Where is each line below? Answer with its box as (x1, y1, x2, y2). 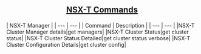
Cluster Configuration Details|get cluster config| (6, 41, 126, 49)
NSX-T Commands (66, 5, 138, 15)
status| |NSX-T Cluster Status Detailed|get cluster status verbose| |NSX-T (6, 35, 191, 42)
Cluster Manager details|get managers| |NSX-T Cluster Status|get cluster (6, 28, 189, 35)
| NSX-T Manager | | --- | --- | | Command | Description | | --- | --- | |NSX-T (6, 22, 195, 29)
